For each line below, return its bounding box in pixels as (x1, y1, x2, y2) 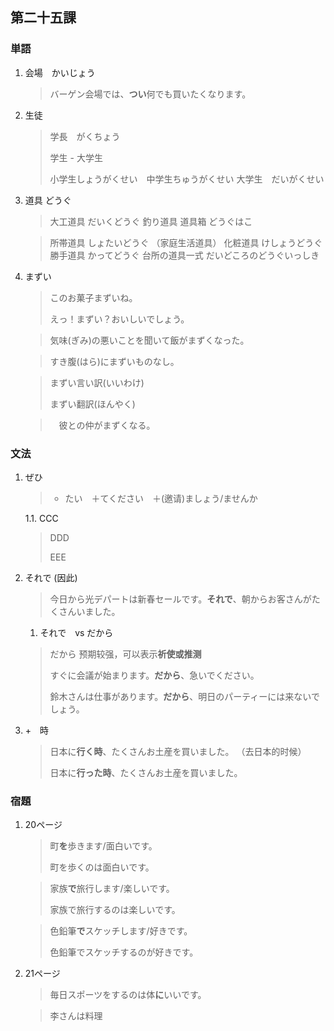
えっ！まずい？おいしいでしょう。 (49, 313, 190, 325)
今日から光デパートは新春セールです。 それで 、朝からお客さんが (49, 593, 312, 605)
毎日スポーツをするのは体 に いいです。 (49, 989, 207, 1001)
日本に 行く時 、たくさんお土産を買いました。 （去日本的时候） (49, 745, 307, 757)
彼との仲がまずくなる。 (58, 419, 156, 431)
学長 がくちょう (49, 130, 121, 142)
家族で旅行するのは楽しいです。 (49, 904, 181, 916)
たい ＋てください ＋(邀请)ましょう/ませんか (64, 492, 258, 504)
